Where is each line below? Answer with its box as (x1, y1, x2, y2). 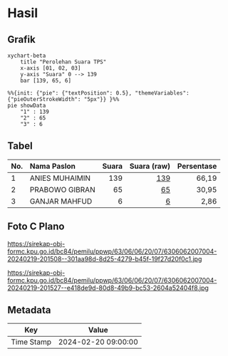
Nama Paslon (29, 161, 76, 171)
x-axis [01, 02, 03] (20, 65, 81, 72)
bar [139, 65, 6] (20, 77, 72, 84)
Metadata (7, 304, 51, 316)
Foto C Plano (7, 221, 65, 233)
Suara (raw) (129, 161, 171, 171)
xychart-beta (7, 52, 46, 59)
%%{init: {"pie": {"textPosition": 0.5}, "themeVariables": (7, 90, 190, 97)
